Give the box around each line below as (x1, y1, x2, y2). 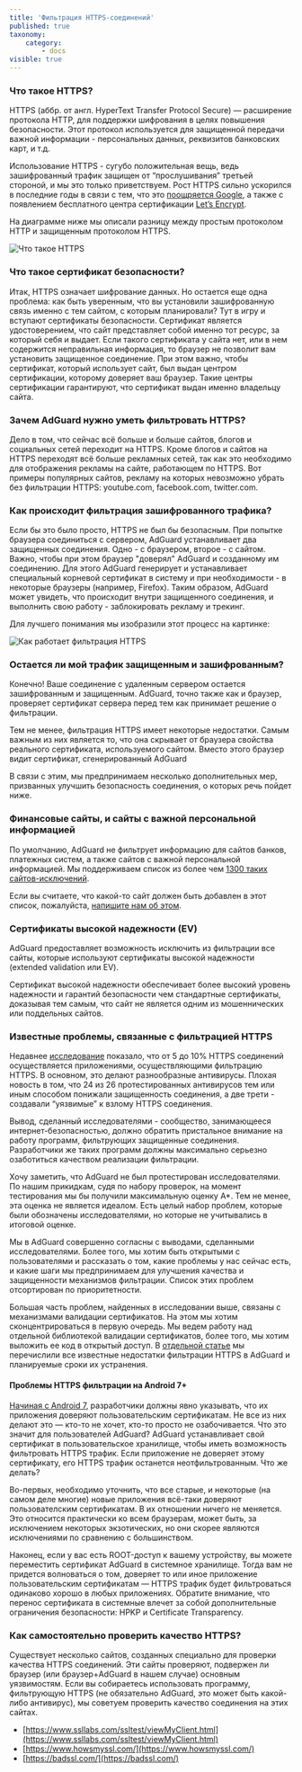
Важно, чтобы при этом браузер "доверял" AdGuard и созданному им (9, 554, 280, 565)
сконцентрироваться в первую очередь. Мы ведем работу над (9, 1321, 253, 1331)
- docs (41, 47, 67, 56)
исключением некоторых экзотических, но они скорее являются (9, 1522, 261, 1533)
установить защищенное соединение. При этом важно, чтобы (9, 352, 249, 364)
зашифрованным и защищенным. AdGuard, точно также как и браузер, (9, 689, 282, 699)
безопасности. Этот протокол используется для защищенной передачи (9, 124, 285, 135)
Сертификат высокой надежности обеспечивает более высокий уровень (9, 979, 291, 990)
